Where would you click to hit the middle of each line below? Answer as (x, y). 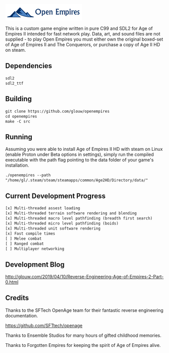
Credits (17, 298)
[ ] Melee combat (24, 239)
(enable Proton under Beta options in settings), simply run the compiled (80, 154)
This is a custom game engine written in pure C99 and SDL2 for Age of (79, 28)
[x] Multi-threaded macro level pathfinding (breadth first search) (79, 218)
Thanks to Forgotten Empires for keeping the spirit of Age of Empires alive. (83, 345)
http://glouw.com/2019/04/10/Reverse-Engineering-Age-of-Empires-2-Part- (85, 277)
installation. (17, 165)
